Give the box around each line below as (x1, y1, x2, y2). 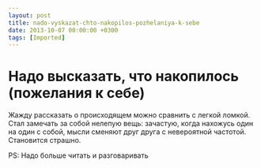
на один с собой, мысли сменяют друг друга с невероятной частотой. (8, 127, 247, 136)
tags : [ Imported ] (8, 33, 66, 42)
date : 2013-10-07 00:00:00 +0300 (8, 26, 119, 34)
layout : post (8, 11, 51, 20)
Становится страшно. (8, 136, 81, 145)
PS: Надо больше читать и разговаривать (8, 151, 149, 160)
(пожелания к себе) (8, 84, 146, 103)
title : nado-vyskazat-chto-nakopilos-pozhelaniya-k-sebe (8, 19, 200, 27)
